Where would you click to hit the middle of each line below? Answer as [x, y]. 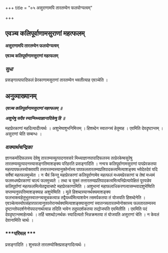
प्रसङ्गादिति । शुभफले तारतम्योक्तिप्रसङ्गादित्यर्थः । [46, 244]
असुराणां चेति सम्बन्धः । [24, 134]
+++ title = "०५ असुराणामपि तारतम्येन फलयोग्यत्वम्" [49, 8]
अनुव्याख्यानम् [21, 96]
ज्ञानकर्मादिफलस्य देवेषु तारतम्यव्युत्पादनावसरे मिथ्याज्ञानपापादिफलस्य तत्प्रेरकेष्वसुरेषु [69, 158]
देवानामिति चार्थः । [19, 220]
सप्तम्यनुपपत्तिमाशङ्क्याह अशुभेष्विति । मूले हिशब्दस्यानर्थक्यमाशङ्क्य [58, 192]
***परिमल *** [21, 233]
